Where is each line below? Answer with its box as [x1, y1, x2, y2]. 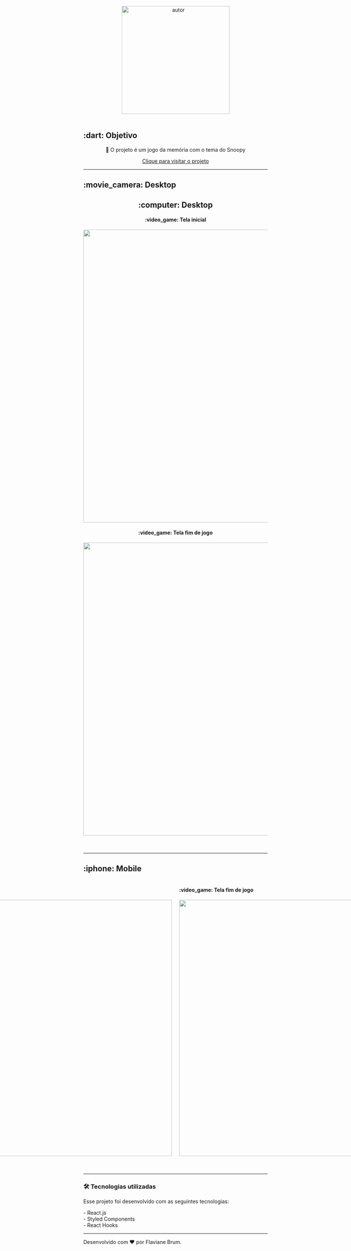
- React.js [83, 1209, 106, 1216]
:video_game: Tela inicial [144, 216, 207, 223]
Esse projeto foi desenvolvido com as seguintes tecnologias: [83, 1198, 229, 1205]
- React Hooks [83, 1222, 118, 1229]
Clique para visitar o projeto [142, 158, 209, 165]
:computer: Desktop [138, 200, 213, 210]
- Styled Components [83, 1215, 135, 1223]
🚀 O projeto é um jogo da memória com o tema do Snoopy [105, 146, 246, 153]
